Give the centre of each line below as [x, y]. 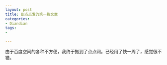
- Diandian [16, 23]
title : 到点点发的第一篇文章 [32, 14]
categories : [17, 19]
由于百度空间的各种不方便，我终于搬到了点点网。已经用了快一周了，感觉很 [81, 51]
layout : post [19, 10]
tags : [11, 28]
